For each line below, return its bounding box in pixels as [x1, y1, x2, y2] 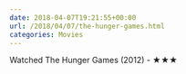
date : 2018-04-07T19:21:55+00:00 [9, 13, 137, 23]
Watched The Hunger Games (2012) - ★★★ [9, 55, 178, 66]
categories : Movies [9, 30, 84, 39]
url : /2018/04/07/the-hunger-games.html [9, 22, 166, 31]
